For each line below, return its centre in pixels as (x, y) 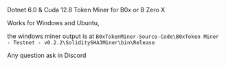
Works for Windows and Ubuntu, (53, 23)
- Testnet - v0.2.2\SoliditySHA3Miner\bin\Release (81, 43)
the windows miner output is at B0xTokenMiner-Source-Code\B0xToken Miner (113, 36)
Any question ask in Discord (47, 55)
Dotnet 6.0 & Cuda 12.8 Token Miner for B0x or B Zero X (86, 10)
